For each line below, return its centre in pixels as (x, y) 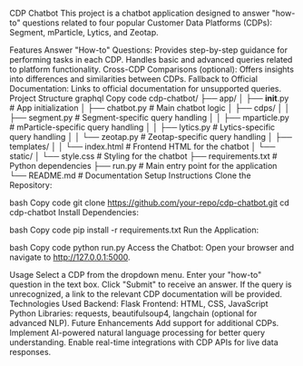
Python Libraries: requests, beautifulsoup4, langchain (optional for (133, 313)
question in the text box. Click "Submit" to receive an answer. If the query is (151, 284)
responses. (30, 352)
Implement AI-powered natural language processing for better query (137, 332)
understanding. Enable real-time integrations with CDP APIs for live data (144, 342)
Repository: (31, 185)
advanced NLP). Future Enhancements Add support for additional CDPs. (144, 323)
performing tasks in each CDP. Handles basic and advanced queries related (151, 59)
